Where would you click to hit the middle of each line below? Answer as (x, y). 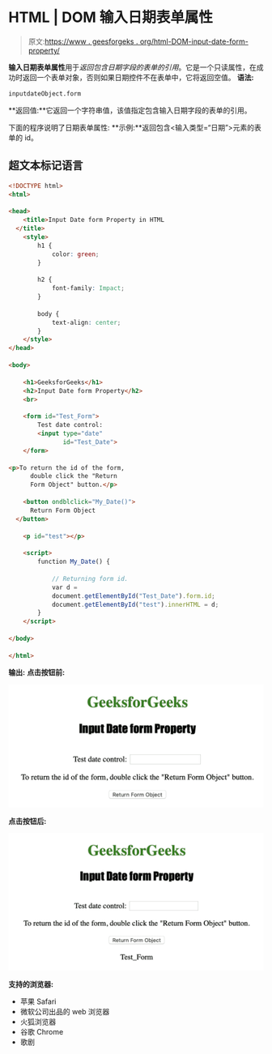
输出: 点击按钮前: (37, 672)
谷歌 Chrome (42, 1032)
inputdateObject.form (45, 94)
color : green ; (75, 254)
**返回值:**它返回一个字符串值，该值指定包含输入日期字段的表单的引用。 (130, 110)
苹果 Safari (38, 1001)
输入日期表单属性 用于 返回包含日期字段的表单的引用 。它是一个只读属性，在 (132, 67)
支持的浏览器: (31, 984)
